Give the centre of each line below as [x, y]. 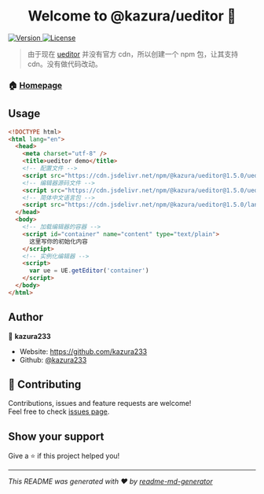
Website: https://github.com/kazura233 [83, 351]
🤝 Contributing [45, 384]
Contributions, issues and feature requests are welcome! [100, 404]
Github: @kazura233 [53, 359]
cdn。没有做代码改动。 [64, 64]
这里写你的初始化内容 [58, 241]
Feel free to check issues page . [59, 411]
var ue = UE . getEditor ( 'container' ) [89, 271]
